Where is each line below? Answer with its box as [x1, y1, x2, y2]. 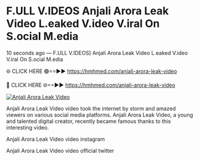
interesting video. [6, 124, 50, 131]
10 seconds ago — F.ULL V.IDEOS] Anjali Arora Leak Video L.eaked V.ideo [6, 49, 188, 56]
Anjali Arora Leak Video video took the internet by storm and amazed [6, 104, 176, 112]
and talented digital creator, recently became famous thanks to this [6, 118, 172, 125]
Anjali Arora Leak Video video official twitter [6, 147, 115, 154]
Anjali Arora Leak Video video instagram [6, 136, 105, 143]
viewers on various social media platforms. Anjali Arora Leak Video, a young [6, 111, 193, 118]
